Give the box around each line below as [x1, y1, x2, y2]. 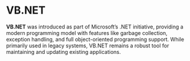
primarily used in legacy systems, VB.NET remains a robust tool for [6, 42, 169, 49]
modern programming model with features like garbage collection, [6, 29, 168, 36]
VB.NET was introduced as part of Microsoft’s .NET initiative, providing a [6, 23, 183, 30]
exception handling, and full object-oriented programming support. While [6, 36, 185, 43]
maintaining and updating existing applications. [6, 48, 121, 55]
